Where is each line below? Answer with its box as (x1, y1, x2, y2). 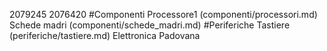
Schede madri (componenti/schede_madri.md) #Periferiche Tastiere (9, 19, 291, 31)
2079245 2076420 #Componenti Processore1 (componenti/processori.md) (9, 9, 318, 20)
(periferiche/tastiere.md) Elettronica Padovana (9, 30, 201, 41)
